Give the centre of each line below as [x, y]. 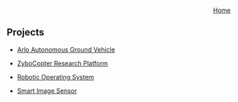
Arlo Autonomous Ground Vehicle [66, 50]
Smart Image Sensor [47, 91]
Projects [26, 32]
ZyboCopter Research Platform [62, 63]
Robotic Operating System [55, 76]
